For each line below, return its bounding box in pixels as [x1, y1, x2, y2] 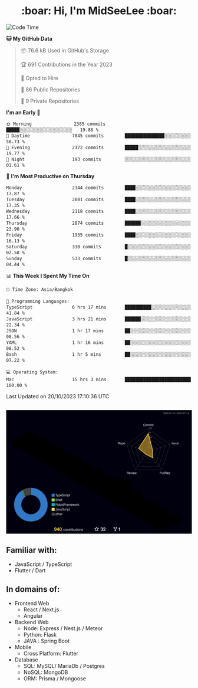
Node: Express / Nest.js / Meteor [23, 625, 103, 632]
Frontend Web [14, 600, 49, 607]
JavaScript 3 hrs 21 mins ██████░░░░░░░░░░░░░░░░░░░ [6, 316, 192, 322]
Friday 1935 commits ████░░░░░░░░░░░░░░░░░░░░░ [6, 232, 192, 238]
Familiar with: [6, 545, 57, 555]
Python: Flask [23, 631, 57, 638]
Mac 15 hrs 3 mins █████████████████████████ [6, 376, 192, 382]
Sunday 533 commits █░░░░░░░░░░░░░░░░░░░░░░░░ [6, 255, 192, 261]
